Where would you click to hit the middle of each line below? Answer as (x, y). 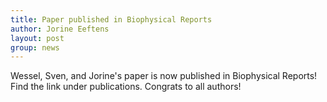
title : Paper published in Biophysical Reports (111, 19)
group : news (35, 47)
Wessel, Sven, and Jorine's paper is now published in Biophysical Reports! (164, 76)
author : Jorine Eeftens (60, 29)
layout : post (37, 38)
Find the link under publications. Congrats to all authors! (126, 87)
